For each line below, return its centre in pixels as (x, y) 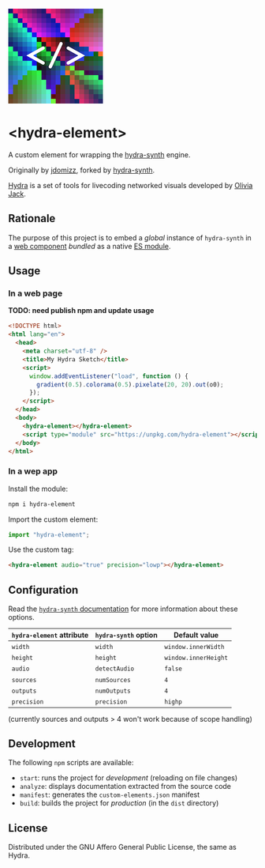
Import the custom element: (53, 519)
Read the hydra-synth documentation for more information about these (123, 609)
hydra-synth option (126, 635)
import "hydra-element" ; (49, 534)
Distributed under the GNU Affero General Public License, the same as (122, 847)
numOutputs (113, 691)
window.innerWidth (194, 647)
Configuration (43, 590)
